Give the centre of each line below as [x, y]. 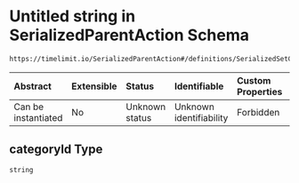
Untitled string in [73, 16]
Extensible [94, 86]
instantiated [38, 117]
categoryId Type [56, 150]
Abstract [32, 86]
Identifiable [199, 86]
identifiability [201, 117]
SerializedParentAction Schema [129, 35]
